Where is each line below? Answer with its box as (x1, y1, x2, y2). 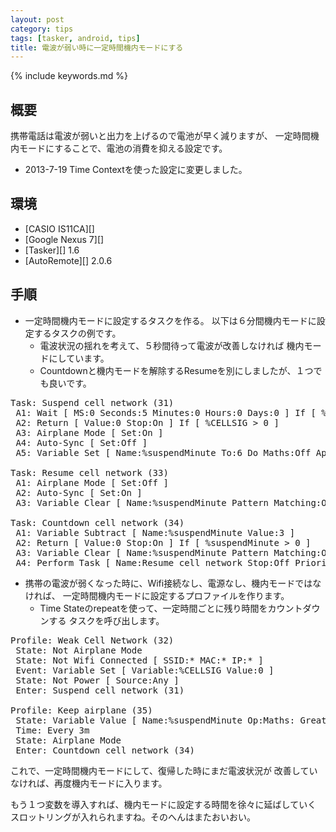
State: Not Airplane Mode (15, 644, 143, 656)
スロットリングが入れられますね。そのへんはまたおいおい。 (10, 811, 256, 823)
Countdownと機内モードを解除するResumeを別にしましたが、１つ (39, 364, 314, 376)
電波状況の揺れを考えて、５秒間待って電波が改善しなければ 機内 (39, 339, 305, 351)
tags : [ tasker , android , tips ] (10, 33, 141, 43)
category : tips (10, 24, 74, 34)
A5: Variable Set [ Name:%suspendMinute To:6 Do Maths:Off (15, 447, 312, 458)
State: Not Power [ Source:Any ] (15, 674, 180, 686)
